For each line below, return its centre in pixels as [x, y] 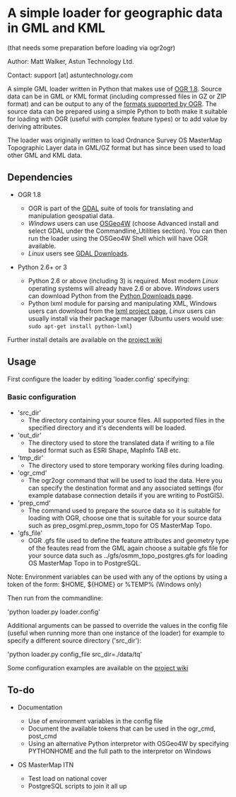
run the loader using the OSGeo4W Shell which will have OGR [118, 238]
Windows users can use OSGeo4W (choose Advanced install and [123, 223]
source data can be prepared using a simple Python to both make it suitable [117, 111]
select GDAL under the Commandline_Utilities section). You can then [128, 231]
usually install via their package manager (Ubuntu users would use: [126, 318]
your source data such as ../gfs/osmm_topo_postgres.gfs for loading [128, 555]
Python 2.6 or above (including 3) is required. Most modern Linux [123, 280]
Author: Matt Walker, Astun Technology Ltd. [71, 61]
